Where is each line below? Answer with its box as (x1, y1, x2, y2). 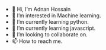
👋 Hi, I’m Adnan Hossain (11, 6, 71, 12)
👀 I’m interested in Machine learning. (11, 12, 101, 19)
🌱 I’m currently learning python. (11, 18, 89, 25)
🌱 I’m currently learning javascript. (11, 24, 96, 32)
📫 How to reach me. (11, 37, 63, 45)
